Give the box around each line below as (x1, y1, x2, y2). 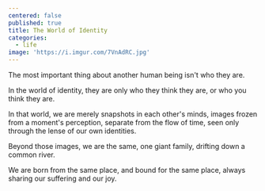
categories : (8, 33, 47, 42)
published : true (8, 19, 62, 27)
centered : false (8, 11, 62, 20)
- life (15, 41, 37, 49)
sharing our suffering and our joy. (8, 174, 117, 183)
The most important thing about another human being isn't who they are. (8, 71, 245, 79)
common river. (8, 150, 55, 159)
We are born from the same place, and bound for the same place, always (8, 166, 246, 174)
